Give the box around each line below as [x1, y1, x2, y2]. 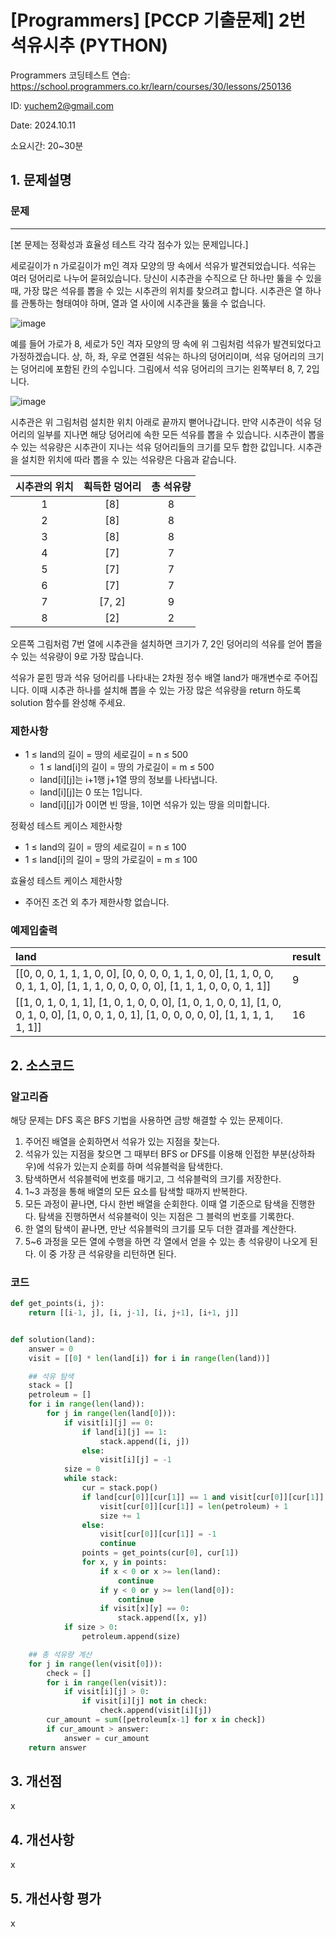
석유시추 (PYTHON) [10, 34, 169, 57]
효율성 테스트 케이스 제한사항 [10, 874, 123, 886]
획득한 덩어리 [83, 479, 142, 493]
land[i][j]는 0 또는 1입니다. [39, 786, 143, 798]
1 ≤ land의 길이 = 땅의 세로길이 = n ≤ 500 [24, 748, 189, 760]
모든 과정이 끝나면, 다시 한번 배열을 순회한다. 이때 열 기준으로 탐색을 [24, 1197, 289, 1210]
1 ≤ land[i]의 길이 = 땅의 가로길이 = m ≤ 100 [24, 853, 198, 865]
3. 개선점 [10, 1772, 63, 1790]
